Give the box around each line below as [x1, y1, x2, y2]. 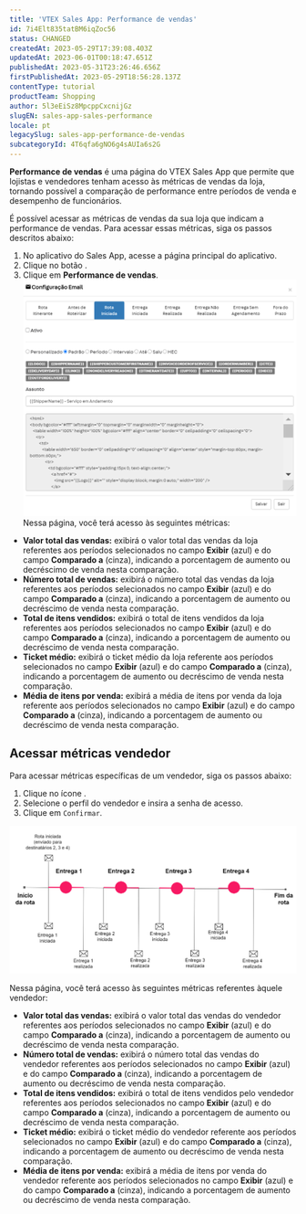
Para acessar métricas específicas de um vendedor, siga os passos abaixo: [9, 770, 292, 781]
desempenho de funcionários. [9, 195, 123, 206]
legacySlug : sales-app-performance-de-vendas [9, 131, 185, 140]
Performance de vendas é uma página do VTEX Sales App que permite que [9, 166, 295, 177]
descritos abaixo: [9, 233, 75, 243]
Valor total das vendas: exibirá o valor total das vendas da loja [22, 535, 259, 546]
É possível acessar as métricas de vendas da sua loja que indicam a [9, 213, 264, 224]
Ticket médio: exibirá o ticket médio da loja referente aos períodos [22, 651, 274, 662]
